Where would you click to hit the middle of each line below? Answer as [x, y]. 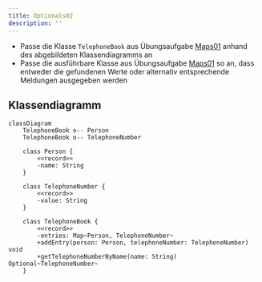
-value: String [62, 201]
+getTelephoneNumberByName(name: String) [107, 257]
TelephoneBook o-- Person [66, 131]
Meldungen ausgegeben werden [74, 80]
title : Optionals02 [41, 16]
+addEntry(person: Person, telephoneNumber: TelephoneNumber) [143, 243]
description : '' [35, 23]
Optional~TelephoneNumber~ [53, 264]
